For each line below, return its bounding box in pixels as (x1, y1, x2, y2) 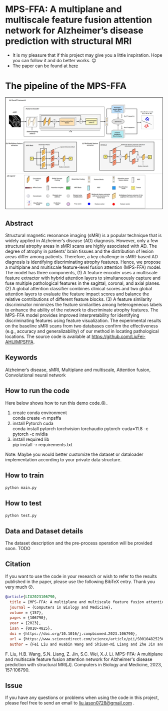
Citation (5, 560, 31, 569)
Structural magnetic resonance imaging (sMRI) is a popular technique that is (5, 232, 162, 239)
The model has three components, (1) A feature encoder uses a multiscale (5, 270, 158, 276)
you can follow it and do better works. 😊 (12, 57, 96, 63)
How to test (5, 499, 41, 507)
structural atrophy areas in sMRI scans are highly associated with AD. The (5, 243, 157, 249)
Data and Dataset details (5, 526, 83, 535)
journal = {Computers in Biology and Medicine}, (9, 605, 113, 610)
